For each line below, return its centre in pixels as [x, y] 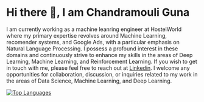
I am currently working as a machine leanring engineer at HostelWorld [94, 29]
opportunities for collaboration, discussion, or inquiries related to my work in [102, 74]
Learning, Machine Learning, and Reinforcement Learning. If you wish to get [102, 61]
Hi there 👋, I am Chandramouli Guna [98, 12]
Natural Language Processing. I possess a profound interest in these [92, 49]
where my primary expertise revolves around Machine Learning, [87, 35]
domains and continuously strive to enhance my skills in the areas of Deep [100, 55]
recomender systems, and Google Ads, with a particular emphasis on [93, 42]
